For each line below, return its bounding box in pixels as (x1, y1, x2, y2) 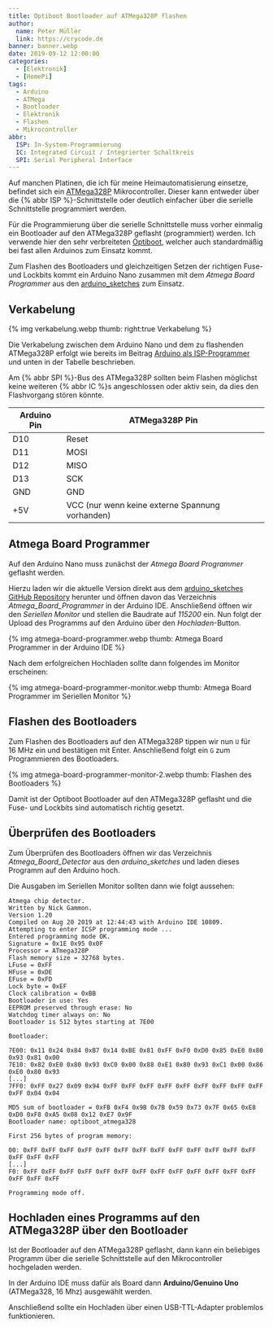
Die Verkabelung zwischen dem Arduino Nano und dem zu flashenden (8, 339, 244, 350)
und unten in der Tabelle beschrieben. (8, 357, 136, 367)
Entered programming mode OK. (8, 932, 111, 940)
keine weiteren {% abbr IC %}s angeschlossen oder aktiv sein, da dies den (8, 382, 259, 392)
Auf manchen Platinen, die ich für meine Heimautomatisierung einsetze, (8, 178, 249, 188)
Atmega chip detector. (8, 896, 85, 904)
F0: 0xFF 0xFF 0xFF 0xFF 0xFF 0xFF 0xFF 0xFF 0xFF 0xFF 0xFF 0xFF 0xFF (8, 1167, 256, 1176)
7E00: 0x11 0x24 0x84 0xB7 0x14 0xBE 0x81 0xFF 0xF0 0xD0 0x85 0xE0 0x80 (8, 1046, 264, 1054)
